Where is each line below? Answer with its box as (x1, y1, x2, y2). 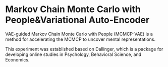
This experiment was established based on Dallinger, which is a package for (5, 46, 163, 52)
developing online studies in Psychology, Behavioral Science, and (5, 51, 142, 57)
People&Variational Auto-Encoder (5, 14, 150, 26)
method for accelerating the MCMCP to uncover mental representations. (5, 36, 155, 42)
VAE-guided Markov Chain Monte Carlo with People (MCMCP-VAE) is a (5, 31, 153, 37)
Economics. (5, 56, 30, 62)
